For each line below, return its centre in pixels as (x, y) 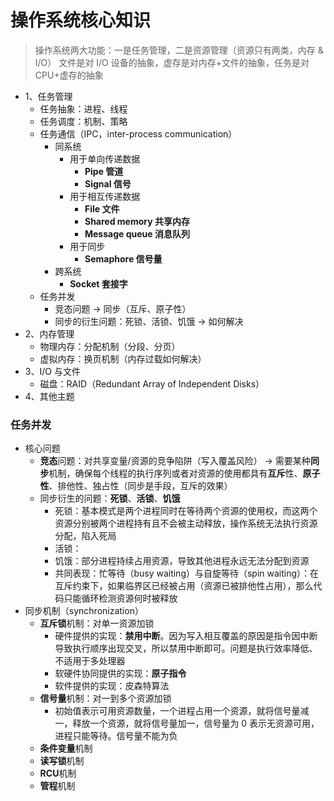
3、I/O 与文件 (52, 371)
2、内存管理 (49, 333)
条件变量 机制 (66, 748)
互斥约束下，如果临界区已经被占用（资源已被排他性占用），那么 (184, 586)
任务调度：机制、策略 (83, 121)
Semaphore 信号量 (123, 258)
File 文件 (102, 208)
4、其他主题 (49, 396)
